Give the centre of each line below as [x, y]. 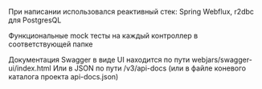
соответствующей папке [51, 44]
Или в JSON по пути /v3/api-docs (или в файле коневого [149, 68]
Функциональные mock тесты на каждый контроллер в [103, 36]
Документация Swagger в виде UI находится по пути [99, 60]
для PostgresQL [35, 20]
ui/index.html [30, 68]
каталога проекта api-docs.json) [63, 77]
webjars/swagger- [222, 60]
